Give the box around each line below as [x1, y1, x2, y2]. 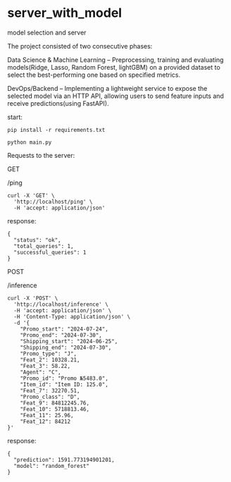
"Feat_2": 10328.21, [20, 356, 80, 364]
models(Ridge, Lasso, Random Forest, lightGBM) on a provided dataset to [7, 63, 220, 71]
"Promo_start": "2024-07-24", [20, 326, 109, 333]
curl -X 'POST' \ [7, 295, 58, 302]
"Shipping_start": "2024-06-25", [20, 338, 118, 345]
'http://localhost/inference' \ [13, 301, 109, 308]
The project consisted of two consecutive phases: [7, 42, 153, 50]
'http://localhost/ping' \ [13, 198, 93, 205]
